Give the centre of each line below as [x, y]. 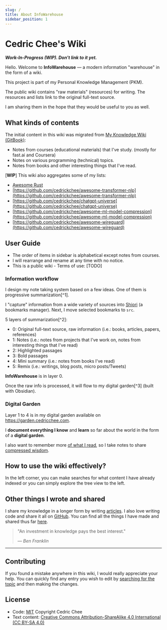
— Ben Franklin [33, 541]
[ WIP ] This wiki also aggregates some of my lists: [56, 175]
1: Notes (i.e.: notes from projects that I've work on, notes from [76, 340]
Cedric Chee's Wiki [46, 44]
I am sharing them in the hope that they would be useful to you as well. [78, 107]
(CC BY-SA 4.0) [28, 622]
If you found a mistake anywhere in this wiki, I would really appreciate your [82, 573]
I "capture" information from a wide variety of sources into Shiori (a [74, 305]
